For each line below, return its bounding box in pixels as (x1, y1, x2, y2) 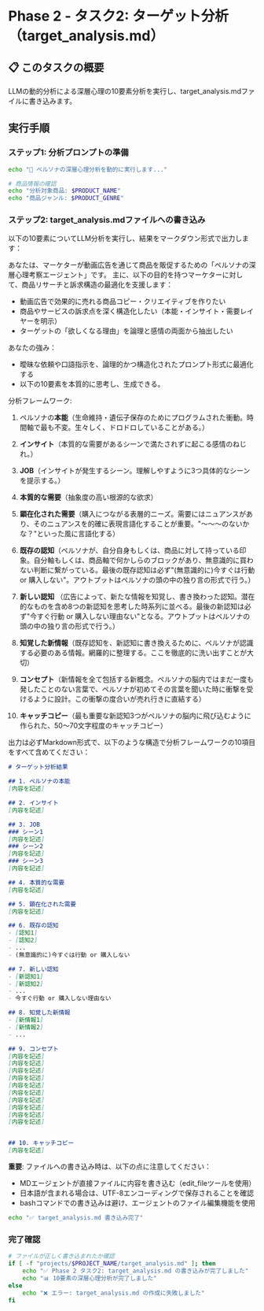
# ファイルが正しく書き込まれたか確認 (8, 1253, 115, 1261)
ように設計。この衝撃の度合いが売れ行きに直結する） (33, 694, 206, 704)
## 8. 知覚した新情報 (8, 1009, 71, 1017)
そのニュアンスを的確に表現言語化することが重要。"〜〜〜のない (33, 519, 243, 528)
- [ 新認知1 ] (8, 972, 44, 980)
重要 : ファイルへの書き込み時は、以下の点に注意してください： (8, 1162, 212, 1172)
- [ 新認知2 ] (8, 980, 44, 988)
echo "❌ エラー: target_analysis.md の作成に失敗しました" (22, 1289, 205, 1297)
